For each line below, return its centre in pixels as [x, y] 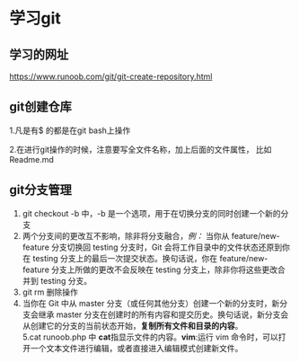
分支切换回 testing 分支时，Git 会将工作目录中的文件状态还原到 [167, 247]
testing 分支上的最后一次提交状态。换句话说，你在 [125, 258]
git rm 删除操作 [50, 292]
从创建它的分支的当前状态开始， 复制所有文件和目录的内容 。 [132, 325]
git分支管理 [40, 190]
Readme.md [31, 159]
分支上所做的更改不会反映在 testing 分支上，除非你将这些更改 [164, 269]
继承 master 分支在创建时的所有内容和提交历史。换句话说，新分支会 [163, 314]
